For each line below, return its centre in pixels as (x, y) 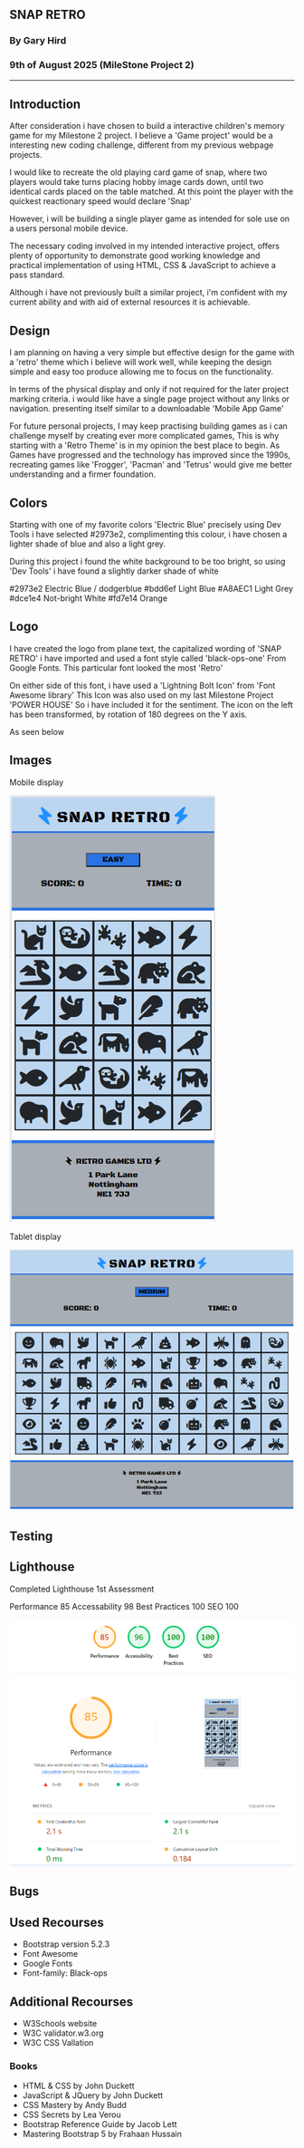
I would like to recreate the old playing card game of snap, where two (138, 172)
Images (31, 760)
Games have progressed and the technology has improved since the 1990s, (150, 455)
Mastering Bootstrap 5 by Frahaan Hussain (102, 2134)
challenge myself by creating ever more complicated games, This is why (144, 436)
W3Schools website (60, 2023)
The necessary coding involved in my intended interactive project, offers (145, 246)
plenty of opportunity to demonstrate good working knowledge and (135, 256)
